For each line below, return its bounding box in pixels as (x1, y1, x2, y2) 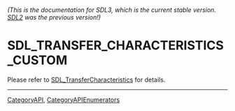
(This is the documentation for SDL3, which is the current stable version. (7, 6, 217, 14)
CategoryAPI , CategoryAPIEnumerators (7, 95, 120, 104)
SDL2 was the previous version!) (7, 13, 101, 21)
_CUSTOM (7, 52, 68, 68)
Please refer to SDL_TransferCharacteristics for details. (7, 75, 166, 84)
